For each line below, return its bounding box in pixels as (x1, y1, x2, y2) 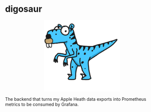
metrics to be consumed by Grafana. (5, 102, 79, 108)
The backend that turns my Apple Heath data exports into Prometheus (5, 96, 147, 102)
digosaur (5, 3, 43, 15)
